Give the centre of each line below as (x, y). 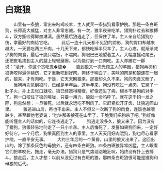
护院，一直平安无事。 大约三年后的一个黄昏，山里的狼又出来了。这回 (78, 139)
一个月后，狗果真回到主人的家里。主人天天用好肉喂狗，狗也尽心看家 (90, 133)
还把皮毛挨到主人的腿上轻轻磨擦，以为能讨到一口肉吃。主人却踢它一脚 (75, 61)
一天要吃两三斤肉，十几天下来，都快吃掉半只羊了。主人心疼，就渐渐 (86, 48)
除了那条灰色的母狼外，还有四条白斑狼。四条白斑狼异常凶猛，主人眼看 (88, 145)
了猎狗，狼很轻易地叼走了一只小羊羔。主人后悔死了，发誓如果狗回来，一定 (79, 127)
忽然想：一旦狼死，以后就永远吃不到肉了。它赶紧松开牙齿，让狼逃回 (86, 103)
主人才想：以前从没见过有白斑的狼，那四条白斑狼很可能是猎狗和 (94, 157)
